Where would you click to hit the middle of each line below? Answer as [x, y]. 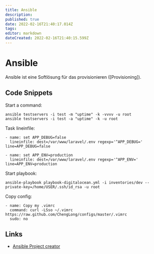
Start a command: [24, 105]
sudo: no [19, 219]
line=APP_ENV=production [31, 164]
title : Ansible [21, 10]
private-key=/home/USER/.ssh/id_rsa [44, 187]
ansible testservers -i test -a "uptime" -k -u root [62, 119]
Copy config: [19, 196]
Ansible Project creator [36, 246]
